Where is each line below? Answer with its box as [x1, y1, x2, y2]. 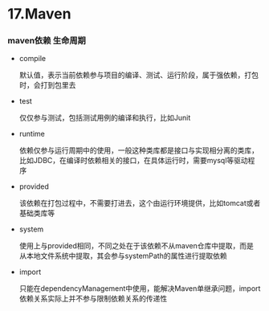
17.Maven [7, 5, 71, 23]
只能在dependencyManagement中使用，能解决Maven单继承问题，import [18, 284, 261, 293]
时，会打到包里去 [18, 80, 76, 90]
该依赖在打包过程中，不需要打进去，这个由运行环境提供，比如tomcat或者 [18, 198, 261, 208]
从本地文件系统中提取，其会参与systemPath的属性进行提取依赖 [18, 251, 227, 261]
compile [18, 54, 46, 63]
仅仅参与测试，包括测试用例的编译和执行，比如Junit [18, 113, 191, 123]
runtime [18, 129, 46, 139]
